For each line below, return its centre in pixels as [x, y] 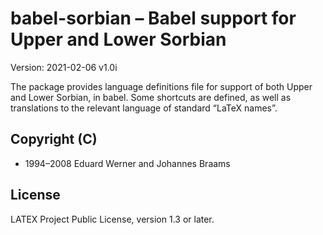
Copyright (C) [54, 139]
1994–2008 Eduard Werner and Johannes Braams [127, 163]
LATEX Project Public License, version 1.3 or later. [112, 219]
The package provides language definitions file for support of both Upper [161, 86]
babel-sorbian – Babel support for [153, 18]
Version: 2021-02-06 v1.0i [64, 67]
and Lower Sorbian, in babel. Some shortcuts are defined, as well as [151, 97]
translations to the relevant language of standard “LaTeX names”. [144, 108]
